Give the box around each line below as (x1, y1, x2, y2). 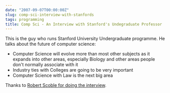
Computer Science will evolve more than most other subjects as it (12, 51, 150, 57)
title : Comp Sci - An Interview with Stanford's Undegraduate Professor (5, 21, 162, 27)
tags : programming (5, 17, 44, 22)
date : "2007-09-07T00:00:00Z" (5, 7, 70, 13)
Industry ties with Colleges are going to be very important (12, 67, 133, 73)
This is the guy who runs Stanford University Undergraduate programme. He (5, 36, 165, 42)
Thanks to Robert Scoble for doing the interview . (5, 82, 107, 88)
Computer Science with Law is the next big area (12, 72, 113, 79)
